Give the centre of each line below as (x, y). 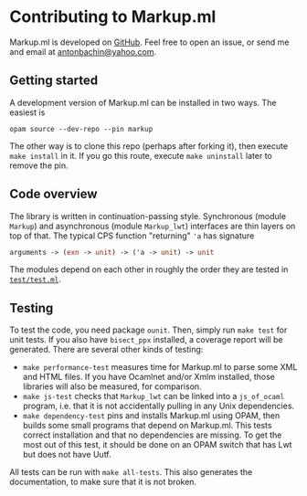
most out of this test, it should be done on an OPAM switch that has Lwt (157, 445)
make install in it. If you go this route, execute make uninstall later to (141, 155)
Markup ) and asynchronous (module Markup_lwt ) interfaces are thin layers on (153, 226)
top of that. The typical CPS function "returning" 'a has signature (132, 236)
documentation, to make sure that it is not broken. (103, 482)
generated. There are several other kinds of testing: (106, 350)
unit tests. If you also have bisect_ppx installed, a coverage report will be (146, 340)
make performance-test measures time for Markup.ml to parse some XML (160, 367)
